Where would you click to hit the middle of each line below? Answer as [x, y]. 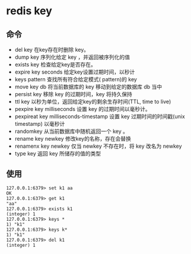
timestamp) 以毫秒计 [40, 124]
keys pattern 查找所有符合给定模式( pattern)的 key [76, 79]
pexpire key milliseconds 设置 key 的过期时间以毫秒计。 [82, 109]
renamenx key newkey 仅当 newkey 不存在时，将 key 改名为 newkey [98, 146]
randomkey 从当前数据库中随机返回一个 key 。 [71, 131]
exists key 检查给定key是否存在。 [55, 64]
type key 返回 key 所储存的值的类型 [58, 153]
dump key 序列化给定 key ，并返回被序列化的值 [72, 57]
